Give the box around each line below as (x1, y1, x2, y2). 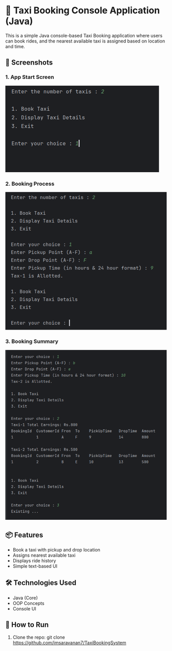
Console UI (12, 605, 37, 612)
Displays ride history (12, 557, 56, 563)
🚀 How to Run (5, 620, 49, 629)
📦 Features (5, 531, 44, 539)
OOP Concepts (12, 600, 45, 606)
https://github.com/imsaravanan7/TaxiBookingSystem (12, 639, 126, 645)
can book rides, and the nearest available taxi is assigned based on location (5, 38, 165, 44)
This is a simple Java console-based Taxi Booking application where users (5, 32, 163, 38)
